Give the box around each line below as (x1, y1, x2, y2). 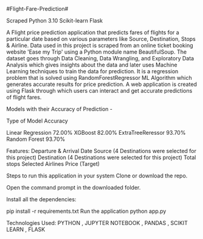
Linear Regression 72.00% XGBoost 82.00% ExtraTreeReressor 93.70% (6, 129, 186, 136)
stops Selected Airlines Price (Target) (6, 160, 100, 167)
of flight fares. (6, 94, 42, 101)
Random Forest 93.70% (6, 135, 66, 143)
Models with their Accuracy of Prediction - (6, 105, 112, 112)
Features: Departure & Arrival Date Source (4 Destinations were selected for (6, 148, 196, 154)
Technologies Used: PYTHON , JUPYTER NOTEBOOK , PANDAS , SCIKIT (6, 219, 188, 226)
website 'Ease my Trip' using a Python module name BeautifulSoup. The (6, 48, 187, 55)
